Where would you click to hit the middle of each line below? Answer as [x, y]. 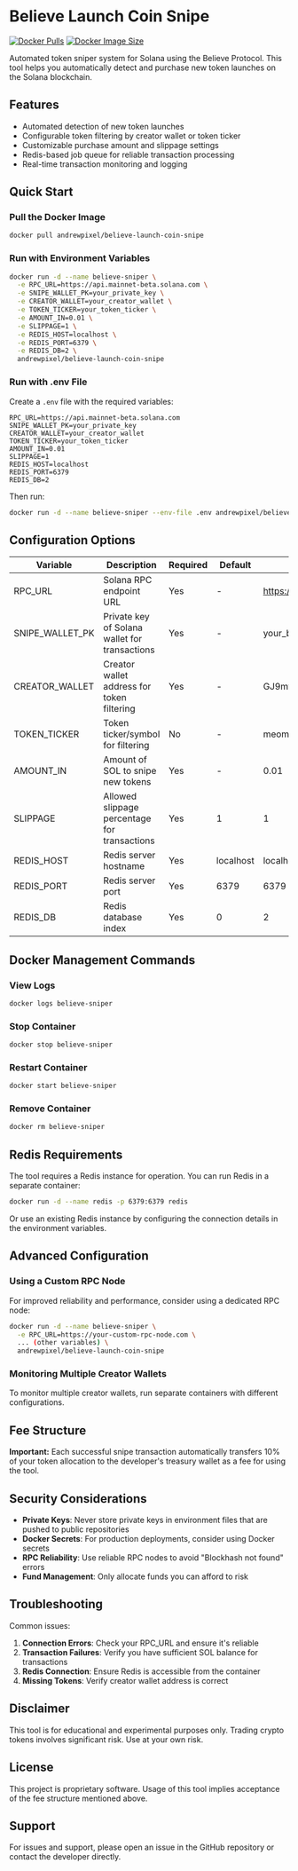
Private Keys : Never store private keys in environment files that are [145, 1520]
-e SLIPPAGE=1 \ [47, 326]
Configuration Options [72, 540]
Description [131, 565]
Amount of [125, 760]
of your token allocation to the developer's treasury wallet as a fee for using [148, 1461]
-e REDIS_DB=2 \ [47, 351]
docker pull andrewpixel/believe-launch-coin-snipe [106, 236]
